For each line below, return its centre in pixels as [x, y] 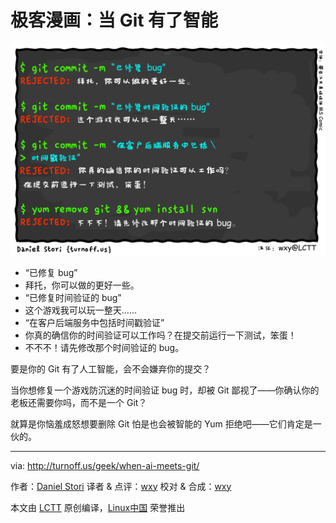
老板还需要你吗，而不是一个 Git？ [79, 402]
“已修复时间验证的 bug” [73, 297]
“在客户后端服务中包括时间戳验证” [94, 322]
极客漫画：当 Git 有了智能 [114, 20]
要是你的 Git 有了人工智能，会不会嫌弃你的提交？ [111, 368]
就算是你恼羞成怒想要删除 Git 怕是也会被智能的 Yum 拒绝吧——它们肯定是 [161, 423]
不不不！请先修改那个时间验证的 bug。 [104, 347]
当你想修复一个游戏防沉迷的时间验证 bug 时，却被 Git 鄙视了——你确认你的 [165, 390]
